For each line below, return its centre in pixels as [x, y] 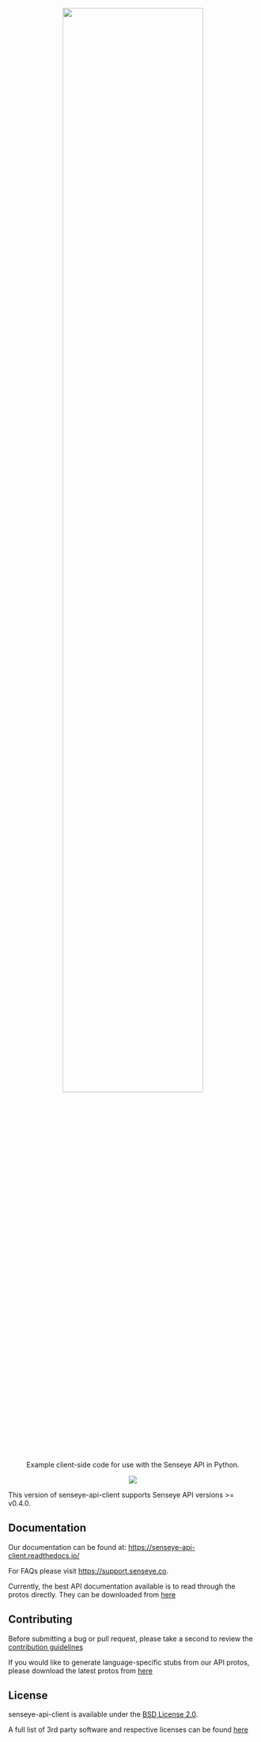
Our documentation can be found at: [67, 1547]
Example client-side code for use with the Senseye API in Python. [133, 1464]
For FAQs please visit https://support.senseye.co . [88, 1570]
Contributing [40, 1620]
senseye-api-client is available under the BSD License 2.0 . [103, 1714]
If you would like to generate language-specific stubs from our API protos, [129, 1662]
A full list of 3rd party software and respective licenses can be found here [129, 1730]
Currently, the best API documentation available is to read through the [122, 1586]
